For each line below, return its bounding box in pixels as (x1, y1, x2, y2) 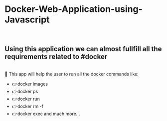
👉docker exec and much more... (11, 111, 80, 117)
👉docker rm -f (11, 103, 43, 109)
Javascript (4, 14, 50, 25)
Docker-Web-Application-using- (4, 3, 143, 15)
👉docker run (11, 96, 40, 102)
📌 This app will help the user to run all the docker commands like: (4, 71, 139, 77)
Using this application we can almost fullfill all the (4, 45, 162, 53)
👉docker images (11, 81, 48, 87)
